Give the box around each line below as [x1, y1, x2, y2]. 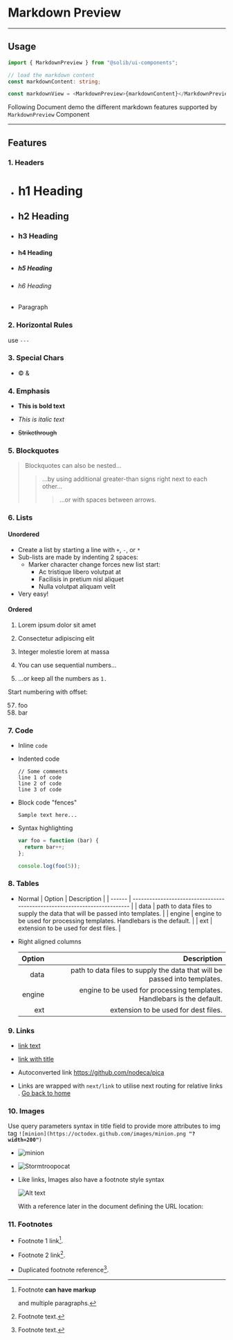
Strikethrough [17, 428, 57, 437]
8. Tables [8, 879, 40, 889]
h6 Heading [17, 281, 52, 290]
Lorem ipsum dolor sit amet [17, 621, 96, 629]
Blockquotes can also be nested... [24, 462, 122, 470]
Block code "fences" [17, 798, 77, 806]
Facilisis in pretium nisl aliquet [38, 575, 124, 583]
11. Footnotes [8, 1220, 53, 1229]
